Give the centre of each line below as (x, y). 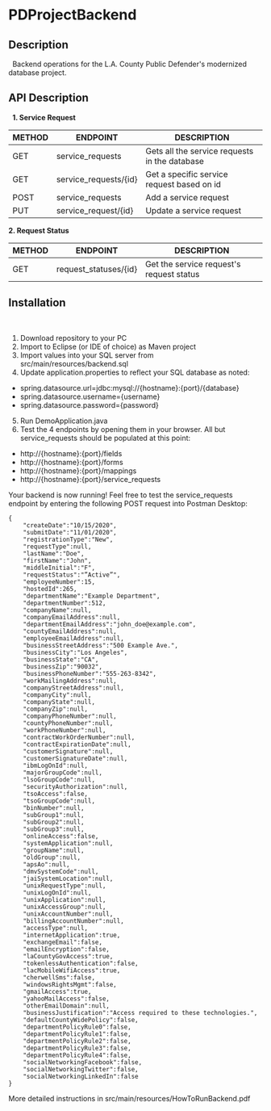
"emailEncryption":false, (67, 949)
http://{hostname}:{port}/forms (71, 462)
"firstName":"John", (57, 560)
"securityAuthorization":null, (75, 786)
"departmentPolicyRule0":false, (77, 1027)
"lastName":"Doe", (54, 553)
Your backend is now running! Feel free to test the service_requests (121, 495)
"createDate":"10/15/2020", (70, 525)
